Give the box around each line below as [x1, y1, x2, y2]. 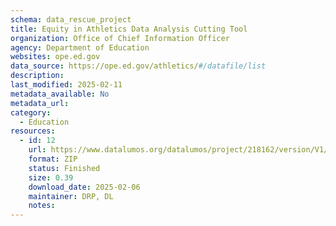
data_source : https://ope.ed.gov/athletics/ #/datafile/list [10, 61, 267, 71]
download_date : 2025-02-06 [28, 182, 141, 192]
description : [10, 71, 65, 81]
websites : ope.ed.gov [10, 52, 101, 62]
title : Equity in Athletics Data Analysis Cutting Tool [10, 24, 248, 34]
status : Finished [28, 163, 101, 173]
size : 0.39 [28, 172, 74, 183]
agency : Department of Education [10, 42, 150, 53]
